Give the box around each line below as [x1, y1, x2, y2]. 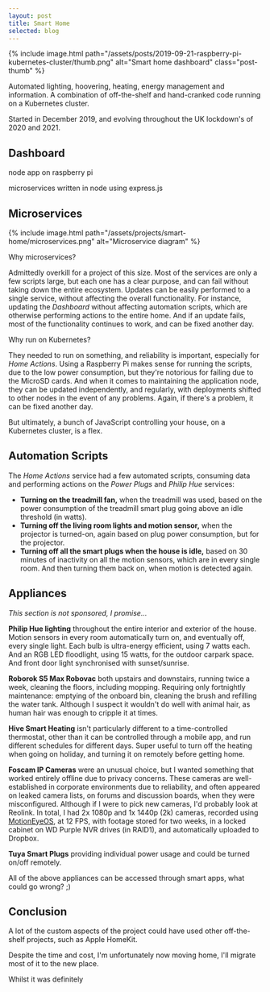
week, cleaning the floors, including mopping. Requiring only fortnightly [8, 682, 246, 691]
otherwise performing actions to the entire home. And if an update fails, [8, 311, 246, 320]
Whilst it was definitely [8, 974, 84, 984]
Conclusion [8, 905, 68, 919]
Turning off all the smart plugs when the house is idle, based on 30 [19, 546, 248, 556]
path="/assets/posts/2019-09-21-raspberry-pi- [85, 49, 242, 59]
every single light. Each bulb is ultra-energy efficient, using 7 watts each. [8, 641, 251, 650]
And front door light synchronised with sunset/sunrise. [8, 658, 189, 667]
